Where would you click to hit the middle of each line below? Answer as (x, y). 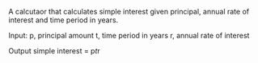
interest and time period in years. (63, 20)
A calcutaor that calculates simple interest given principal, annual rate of (129, 12)
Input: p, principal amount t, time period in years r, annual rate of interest (129, 35)
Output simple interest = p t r (55, 51)
